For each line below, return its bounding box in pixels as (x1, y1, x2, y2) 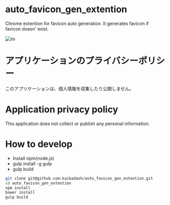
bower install (5, 190, 36, 195)
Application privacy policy (5, 104, 118, 115)
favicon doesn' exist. (5, 25, 49, 32)
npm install (5, 185, 30, 190)
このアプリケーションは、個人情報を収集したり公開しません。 (5, 85, 134, 92)
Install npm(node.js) (12, 155, 54, 161)
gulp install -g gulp (12, 160, 52, 166)
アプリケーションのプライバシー (5, 55, 139, 67)
